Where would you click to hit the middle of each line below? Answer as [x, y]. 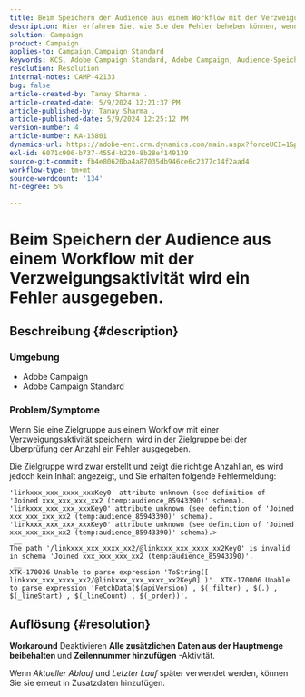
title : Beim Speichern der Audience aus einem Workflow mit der [133, 18]
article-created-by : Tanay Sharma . [79, 94]
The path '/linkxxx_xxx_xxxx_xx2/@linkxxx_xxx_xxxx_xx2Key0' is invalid [150, 549]
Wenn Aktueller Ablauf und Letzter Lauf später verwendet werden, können [149, 673]
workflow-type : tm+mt [50, 170]
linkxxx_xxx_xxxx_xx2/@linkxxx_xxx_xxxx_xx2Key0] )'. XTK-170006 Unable [150, 581]
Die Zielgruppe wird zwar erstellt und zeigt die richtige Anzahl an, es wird [147, 467]
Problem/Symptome [55, 410]
